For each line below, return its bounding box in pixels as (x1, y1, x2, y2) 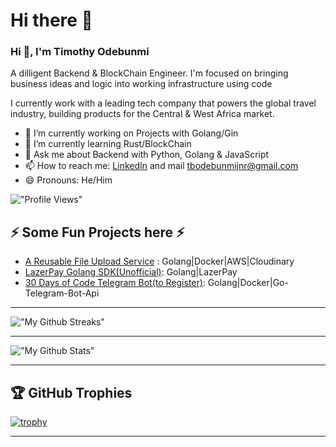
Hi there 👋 (10, 9, 93, 32)
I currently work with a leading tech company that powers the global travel (10, 97, 317, 109)
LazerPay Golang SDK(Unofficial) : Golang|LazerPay (24, 266, 238, 278)
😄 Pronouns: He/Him (24, 174, 113, 186)
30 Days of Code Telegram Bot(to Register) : (24, 277, 206, 289)
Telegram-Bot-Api (24, 287, 100, 299)
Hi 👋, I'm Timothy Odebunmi (10, 45, 150, 59)
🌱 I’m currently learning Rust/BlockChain (24, 138, 192, 150)
